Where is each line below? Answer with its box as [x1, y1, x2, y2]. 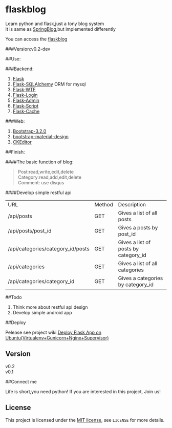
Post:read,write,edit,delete [17, 168, 74, 175]
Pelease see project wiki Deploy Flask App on [5, 329, 101, 335]
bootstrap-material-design [12, 133, 69, 139]
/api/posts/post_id [8, 227, 52, 234]
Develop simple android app [12, 309, 72, 315]
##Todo [5, 294, 22, 300]
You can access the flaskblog [5, 36, 68, 42]
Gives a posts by [118, 224, 158, 231]
